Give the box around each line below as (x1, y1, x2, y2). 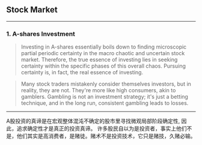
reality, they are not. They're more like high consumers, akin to (20, 87, 176, 94)
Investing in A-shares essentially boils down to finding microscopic (20, 43, 187, 50)
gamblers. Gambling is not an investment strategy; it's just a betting (20, 93, 188, 101)
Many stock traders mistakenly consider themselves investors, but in (20, 80, 191, 87)
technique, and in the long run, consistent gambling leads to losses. (20, 99, 189, 107)
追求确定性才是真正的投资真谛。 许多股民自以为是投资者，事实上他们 (16, 125, 187, 132)
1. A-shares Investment (6, 29, 75, 38)
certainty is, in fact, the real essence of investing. (20, 69, 143, 76)
